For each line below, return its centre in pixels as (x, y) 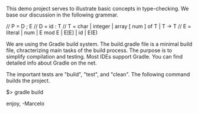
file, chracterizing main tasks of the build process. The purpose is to (89, 50)
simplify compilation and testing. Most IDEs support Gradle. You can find (95, 56)
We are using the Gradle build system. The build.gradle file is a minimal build (99, 44)
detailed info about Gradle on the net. (52, 63)
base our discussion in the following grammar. (62, 15)
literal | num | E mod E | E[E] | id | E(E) (52, 33)
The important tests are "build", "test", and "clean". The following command (98, 74)
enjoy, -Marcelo (25, 104)
